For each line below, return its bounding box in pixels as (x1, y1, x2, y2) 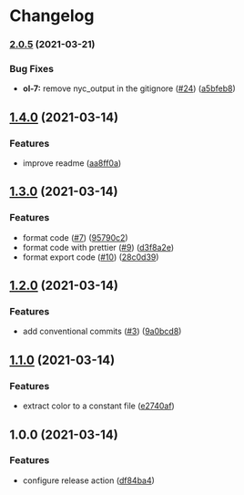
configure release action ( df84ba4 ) (22, 475, 155, 486)
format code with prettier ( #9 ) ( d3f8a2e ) (22, 242, 175, 253)
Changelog (9, 5, 95, 26)
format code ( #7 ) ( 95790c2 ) (22, 232, 129, 242)
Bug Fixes (9, 63, 55, 76)
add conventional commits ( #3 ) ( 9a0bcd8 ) (22, 325, 182, 337)
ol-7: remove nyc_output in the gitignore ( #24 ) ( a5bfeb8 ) (22, 83, 236, 94)
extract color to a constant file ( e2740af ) (22, 400, 175, 411)
